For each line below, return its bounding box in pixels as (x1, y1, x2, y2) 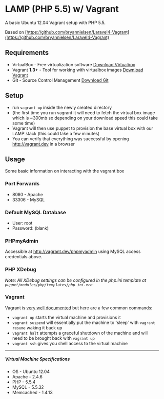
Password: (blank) (12, 225, 49, 231)
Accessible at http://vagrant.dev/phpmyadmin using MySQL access (5, 249, 141, 254)
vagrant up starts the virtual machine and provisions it (12, 314, 121, 320)
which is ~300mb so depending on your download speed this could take (12, 115, 158, 121)
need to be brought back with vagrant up (12, 335, 95, 341)
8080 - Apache (12, 191, 43, 197)
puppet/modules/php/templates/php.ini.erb (5, 282, 93, 287)
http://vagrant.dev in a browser (12, 141, 75, 147)
